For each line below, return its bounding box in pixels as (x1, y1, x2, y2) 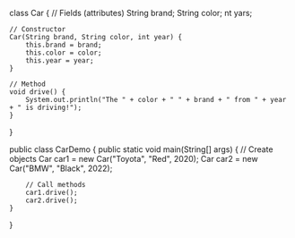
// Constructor (9, 25, 66, 34)
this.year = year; (25, 56, 94, 65)
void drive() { (9, 88, 66, 97)
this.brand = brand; (25, 40, 102, 49)
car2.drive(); (25, 196, 78, 205)
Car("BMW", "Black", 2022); (9, 163, 113, 174)
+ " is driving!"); (9, 103, 82, 112)
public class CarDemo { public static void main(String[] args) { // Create (9, 144, 273, 155)
